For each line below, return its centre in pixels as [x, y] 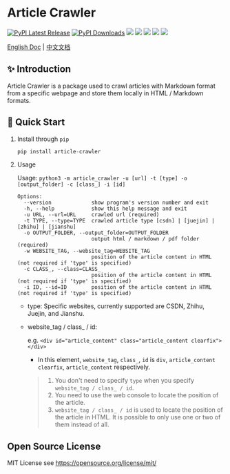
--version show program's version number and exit [116, 203]
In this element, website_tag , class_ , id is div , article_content [126, 360]
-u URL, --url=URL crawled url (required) [92, 215]
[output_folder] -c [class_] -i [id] [71, 184]
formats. [19, 100]
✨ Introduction [39, 69]
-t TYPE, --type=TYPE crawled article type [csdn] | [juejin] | [119, 221]
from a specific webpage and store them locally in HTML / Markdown [105, 93]
